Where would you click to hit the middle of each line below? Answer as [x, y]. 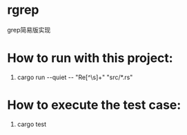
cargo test [32, 124]
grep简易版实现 [29, 30]
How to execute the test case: [94, 105]
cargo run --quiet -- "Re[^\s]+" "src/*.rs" [75, 77]
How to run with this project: [90, 58]
